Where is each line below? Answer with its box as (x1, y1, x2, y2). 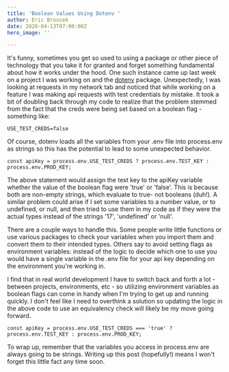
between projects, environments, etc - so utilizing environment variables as (7, 282, 219, 291)
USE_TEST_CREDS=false (7, 125, 69, 132)
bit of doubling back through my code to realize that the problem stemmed (7, 97, 217, 106)
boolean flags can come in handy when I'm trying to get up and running (7, 290, 209, 298)
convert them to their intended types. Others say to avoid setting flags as (7, 240, 213, 249)
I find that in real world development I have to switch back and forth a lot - (7, 275, 216, 284)
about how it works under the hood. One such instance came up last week (7, 69, 217, 77)
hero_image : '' (7, 29, 51, 36)
